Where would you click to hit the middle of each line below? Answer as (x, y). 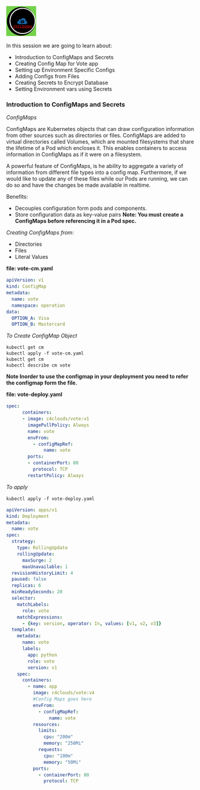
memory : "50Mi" (63, 762)
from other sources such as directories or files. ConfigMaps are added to (96, 135)
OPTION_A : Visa (30, 318)
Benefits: (17, 197)
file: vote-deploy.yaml (34, 395)
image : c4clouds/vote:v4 (64, 693)
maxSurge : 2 (37, 560)
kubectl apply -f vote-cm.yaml (45, 353)
